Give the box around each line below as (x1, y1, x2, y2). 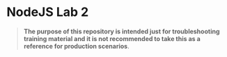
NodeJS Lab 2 (6, 4, 89, 20)
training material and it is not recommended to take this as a (23, 34, 201, 42)
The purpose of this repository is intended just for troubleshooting (23, 27, 220, 35)
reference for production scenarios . (23, 42, 130, 50)
